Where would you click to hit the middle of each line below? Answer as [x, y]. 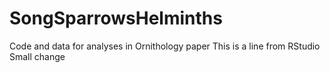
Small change [37, 56]
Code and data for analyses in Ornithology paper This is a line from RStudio [165, 46]
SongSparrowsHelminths [116, 18]
